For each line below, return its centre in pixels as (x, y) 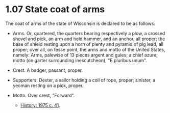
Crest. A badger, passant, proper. (48, 70)
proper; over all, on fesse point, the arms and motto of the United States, (89, 49)
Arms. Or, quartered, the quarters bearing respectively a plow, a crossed (89, 33)
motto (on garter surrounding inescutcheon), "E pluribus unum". (80, 60)
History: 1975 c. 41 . (40, 105)
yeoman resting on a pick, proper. (48, 86)
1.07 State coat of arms (55, 9)
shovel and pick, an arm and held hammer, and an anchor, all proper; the (89, 39)
